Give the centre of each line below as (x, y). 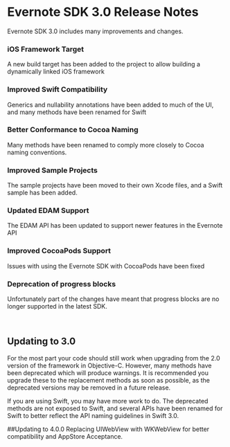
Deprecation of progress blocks (62, 284)
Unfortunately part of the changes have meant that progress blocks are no (113, 299)
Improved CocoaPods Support (59, 251)
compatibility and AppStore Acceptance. (65, 436)
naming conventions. (37, 152)
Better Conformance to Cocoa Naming (73, 130)
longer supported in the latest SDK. (57, 307)
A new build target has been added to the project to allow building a (104, 64)
